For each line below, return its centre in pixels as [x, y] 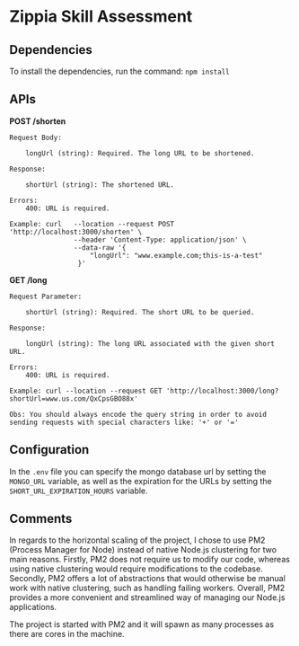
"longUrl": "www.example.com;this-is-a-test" [176, 255]
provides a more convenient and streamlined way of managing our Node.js [147, 597]
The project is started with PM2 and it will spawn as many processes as [142, 624]
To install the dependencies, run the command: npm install [120, 71]
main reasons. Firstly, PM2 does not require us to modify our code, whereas [149, 560]
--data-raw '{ [100, 248]
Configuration [49, 450]
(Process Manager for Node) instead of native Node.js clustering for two [143, 550]
